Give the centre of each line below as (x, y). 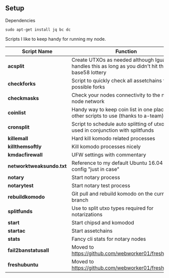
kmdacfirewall (25, 154)
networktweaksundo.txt (37, 166)
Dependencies (20, 20)
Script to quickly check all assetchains (117, 80)
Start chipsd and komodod (103, 222)
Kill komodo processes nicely (106, 146)
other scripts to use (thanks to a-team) (118, 116)
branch (80, 200)
